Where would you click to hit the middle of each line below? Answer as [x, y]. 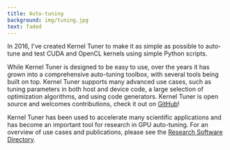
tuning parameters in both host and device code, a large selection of [106, 89]
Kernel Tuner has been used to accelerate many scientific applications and [114, 117]
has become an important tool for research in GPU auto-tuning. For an [108, 125]
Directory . [22, 140]
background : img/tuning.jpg [48, 20]
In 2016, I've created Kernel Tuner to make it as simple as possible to [106, 47]
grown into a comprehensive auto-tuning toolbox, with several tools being [113, 74]
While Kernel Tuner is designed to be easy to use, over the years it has [109, 67]
